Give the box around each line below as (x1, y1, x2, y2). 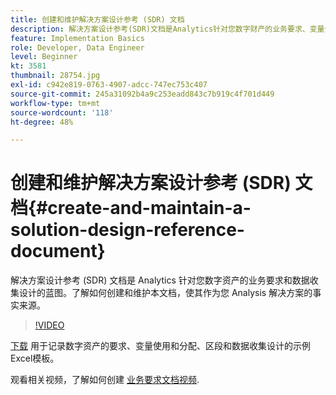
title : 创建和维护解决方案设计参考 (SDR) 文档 (10, 14, 185, 25)
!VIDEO (34, 319, 65, 331)
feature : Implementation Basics (10, 33, 145, 43)
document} (10, 240, 106, 263)
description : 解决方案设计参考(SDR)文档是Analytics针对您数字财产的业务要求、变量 (10, 24, 325, 34)
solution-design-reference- (10, 219, 245, 241)
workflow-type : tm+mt (10, 98, 101, 108)
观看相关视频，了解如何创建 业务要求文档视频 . (10, 374, 200, 386)
